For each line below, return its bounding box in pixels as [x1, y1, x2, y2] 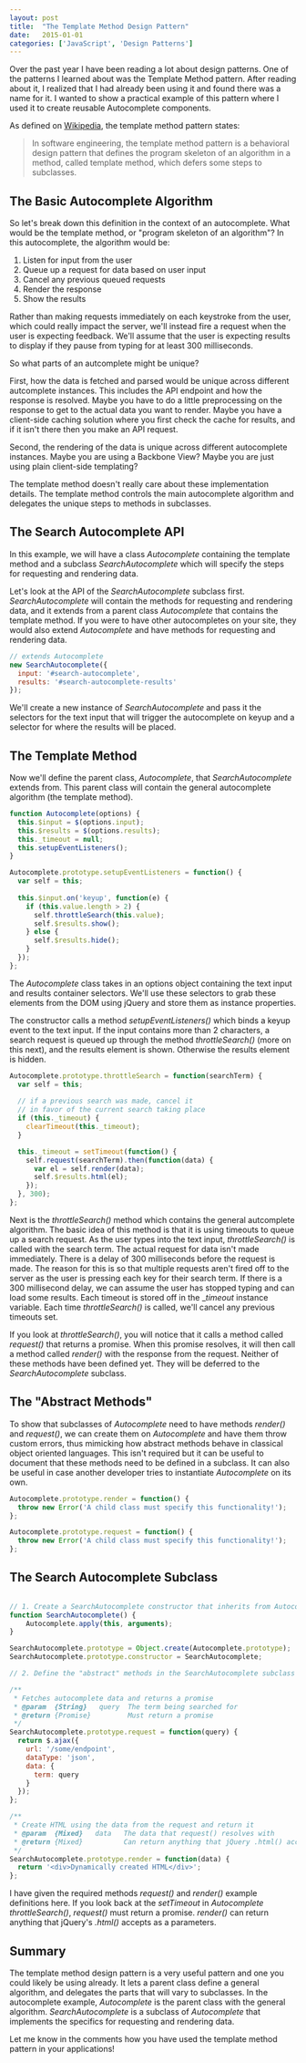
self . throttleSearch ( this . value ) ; [33, 910, 166, 919]
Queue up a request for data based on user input [22, 264, 207, 275]
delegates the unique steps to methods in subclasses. [9, 498, 212, 509]
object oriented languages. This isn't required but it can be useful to [9, 1447, 264, 1458]
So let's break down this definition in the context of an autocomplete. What [9, 218, 291, 229]
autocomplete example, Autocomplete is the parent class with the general [9, 1996, 286, 2007]
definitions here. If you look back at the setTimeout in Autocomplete [9, 1898, 264, 1909]
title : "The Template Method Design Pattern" [9, 22, 189, 31]
